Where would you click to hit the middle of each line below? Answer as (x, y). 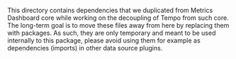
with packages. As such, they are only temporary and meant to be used (112, 33)
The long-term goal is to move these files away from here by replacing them (118, 25)
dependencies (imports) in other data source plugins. (85, 48)
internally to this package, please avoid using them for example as (104, 41)
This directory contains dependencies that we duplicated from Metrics (110, 10)
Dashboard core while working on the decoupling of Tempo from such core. (118, 18)
